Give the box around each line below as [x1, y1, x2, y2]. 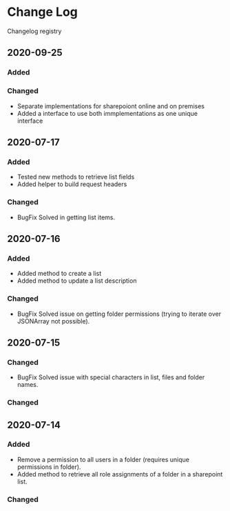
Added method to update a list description [17, 277, 137, 285]
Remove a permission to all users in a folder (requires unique [17, 455, 190, 463]
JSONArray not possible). [17, 317, 90, 325]
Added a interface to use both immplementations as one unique [17, 109, 198, 117]
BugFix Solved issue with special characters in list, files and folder [17, 373, 205, 381]
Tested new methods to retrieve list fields [17, 173, 135, 181]
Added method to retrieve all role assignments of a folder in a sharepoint [17, 470, 223, 478]
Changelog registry [7, 27, 62, 35]
